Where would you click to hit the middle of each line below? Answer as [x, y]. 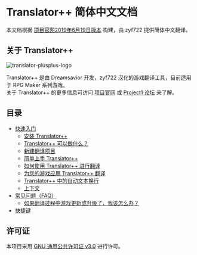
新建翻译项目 [39, 151]
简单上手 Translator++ [51, 158]
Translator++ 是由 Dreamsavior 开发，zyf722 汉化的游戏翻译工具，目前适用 [99, 77]
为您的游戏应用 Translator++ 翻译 [64, 173]
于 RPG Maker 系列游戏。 [37, 85]
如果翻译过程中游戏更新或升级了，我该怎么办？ [81, 203]
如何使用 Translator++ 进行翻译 [62, 166]
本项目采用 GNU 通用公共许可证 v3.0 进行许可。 [65, 246]
